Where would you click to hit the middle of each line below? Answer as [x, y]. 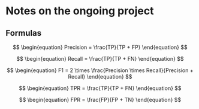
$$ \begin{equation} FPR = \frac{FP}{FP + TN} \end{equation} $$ [100, 100]
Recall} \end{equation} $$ [100, 77]
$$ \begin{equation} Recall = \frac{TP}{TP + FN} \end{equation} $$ [100, 59]
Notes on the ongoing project [80, 11]
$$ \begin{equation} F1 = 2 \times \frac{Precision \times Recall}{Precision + [100, 70]
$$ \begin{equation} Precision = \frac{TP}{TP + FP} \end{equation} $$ [100, 47]
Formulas [24, 33]
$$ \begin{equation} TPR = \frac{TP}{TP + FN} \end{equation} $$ [100, 88]
